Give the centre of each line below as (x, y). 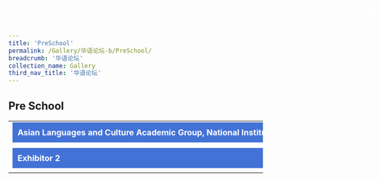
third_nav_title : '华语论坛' (55, 73)
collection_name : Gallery (52, 66)
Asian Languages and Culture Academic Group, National (128, 132)
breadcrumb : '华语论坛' (46, 58)
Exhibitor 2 (39, 158)
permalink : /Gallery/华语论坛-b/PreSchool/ (80, 51)
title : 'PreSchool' (41, 43)
